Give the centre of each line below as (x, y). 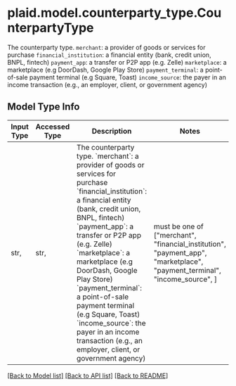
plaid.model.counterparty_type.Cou (114, 13)
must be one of (178, 226)
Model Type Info (44, 107)
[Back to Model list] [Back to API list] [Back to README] (88, 375)
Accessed (53, 127)
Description (112, 131)
